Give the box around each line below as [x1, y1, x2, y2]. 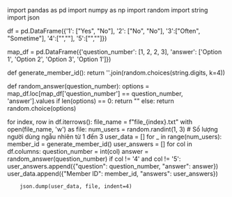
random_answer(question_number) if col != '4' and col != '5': [7, 155, 181, 163]
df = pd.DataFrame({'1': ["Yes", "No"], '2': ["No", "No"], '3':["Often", [7, 27, 201, 35]
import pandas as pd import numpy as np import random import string [7, 6, 208, 14]
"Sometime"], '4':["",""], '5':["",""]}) [7, 34, 107, 42]
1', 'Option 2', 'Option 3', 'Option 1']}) [7, 55, 111, 63]
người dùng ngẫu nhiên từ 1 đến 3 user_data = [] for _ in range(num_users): [7, 132, 222, 141]
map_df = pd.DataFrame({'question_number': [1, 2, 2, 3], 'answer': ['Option [7, 48, 222, 56]
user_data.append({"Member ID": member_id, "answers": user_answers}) [7, 170, 218, 178]
